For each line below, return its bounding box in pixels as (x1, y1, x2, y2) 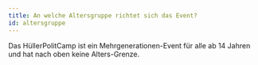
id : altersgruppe (8, 19, 66, 27)
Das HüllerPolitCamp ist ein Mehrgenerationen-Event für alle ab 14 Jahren (8, 40, 251, 50)
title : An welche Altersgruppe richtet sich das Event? (8, 11, 197, 20)
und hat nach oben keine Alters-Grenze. (8, 49, 140, 59)
